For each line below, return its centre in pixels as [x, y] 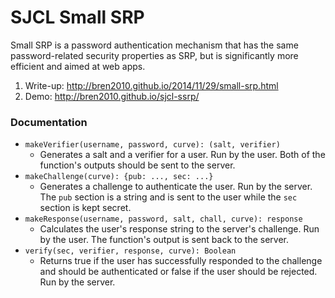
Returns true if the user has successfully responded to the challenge [181, 261]
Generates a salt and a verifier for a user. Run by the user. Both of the [182, 155]
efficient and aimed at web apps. [78, 66]
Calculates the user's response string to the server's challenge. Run [179, 229]
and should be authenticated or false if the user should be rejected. [178, 272]
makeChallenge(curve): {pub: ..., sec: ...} [119, 177]
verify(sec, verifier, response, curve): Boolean [130, 251]
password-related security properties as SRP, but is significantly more [154, 55]
